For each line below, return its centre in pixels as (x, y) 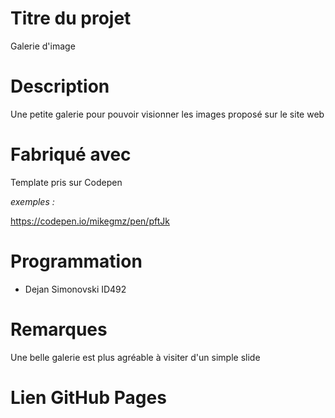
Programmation (76, 261)
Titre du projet (71, 18)
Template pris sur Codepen (66, 182)
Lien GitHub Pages (88, 397)
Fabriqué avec (71, 154)
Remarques (59, 329)
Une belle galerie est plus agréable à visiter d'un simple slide (135, 357)
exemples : (32, 201)
